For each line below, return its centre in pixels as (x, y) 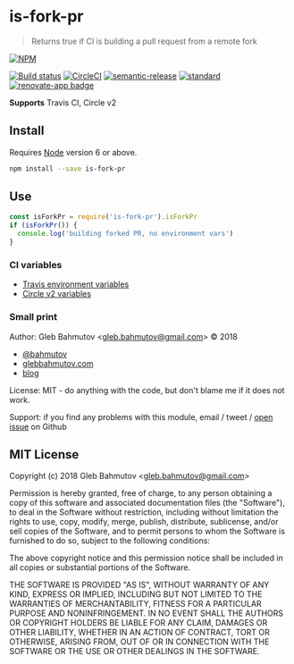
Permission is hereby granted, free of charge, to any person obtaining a (141, 493)
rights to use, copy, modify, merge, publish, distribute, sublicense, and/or (144, 522)
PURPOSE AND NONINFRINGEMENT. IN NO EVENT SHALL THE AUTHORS (147, 613)
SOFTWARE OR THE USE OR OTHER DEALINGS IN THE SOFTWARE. (134, 651)
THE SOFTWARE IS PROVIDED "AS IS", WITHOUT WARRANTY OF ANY (139, 585)
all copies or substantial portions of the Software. (100, 567)
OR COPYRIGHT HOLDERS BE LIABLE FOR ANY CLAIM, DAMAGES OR (139, 623)
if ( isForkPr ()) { (43, 225)
